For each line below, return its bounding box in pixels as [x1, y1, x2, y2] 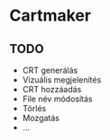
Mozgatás [22, 113, 60, 123]
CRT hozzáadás [22, 84, 82, 94]
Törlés [22, 103, 47, 113]
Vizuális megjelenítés [22, 74, 102, 85]
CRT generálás [22, 65, 78, 75]
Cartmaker [9, 5, 92, 26]
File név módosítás [22, 93, 93, 104]
